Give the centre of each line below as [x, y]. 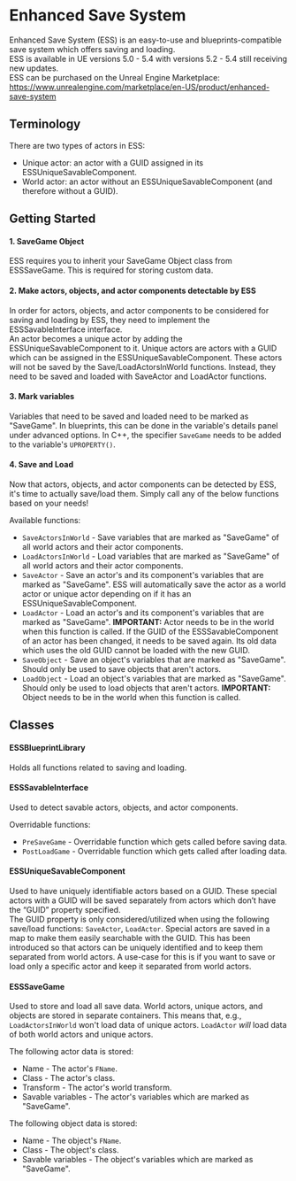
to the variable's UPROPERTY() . [63, 444]
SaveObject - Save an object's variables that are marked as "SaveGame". [154, 660]
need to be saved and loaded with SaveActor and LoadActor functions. [138, 376]
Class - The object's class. [70, 1150]
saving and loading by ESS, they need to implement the [110, 320]
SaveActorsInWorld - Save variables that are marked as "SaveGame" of [151, 537]
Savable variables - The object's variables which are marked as [137, 1160]
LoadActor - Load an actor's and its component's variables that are [143, 613]
